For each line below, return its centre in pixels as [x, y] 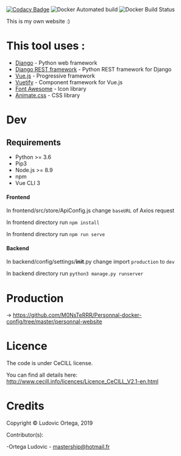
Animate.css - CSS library [48, 95]
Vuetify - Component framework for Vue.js [69, 82]
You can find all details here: [42, 375]
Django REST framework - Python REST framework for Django [93, 69]
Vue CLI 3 [28, 183]
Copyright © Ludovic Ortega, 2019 [50, 423]
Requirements [34, 143]
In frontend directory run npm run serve [56, 234]
